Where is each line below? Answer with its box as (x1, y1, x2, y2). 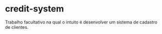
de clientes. (5, 24, 28, 30)
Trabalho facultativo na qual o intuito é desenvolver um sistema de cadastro (5, 19, 158, 25)
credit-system (5, 3, 64, 14)
